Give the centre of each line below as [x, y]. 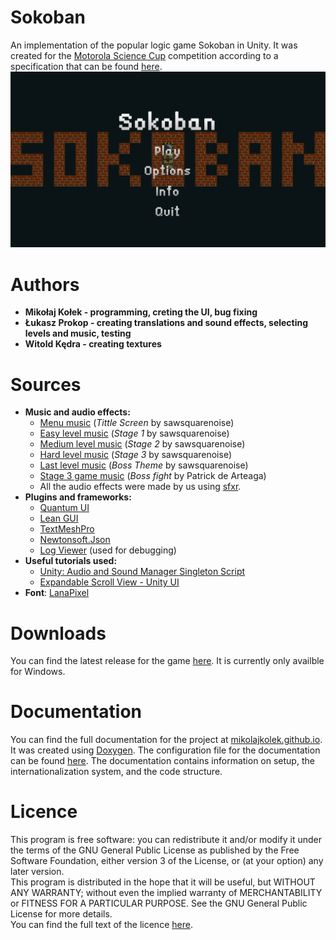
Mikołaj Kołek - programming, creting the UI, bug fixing [141, 312]
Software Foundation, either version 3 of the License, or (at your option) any [167, 861]
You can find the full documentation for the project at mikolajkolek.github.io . [166, 740]
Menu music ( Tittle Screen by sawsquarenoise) [137, 423]
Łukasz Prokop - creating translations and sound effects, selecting [166, 323]
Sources [46, 384]
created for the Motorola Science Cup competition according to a [144, 55]
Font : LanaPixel [57, 593]
